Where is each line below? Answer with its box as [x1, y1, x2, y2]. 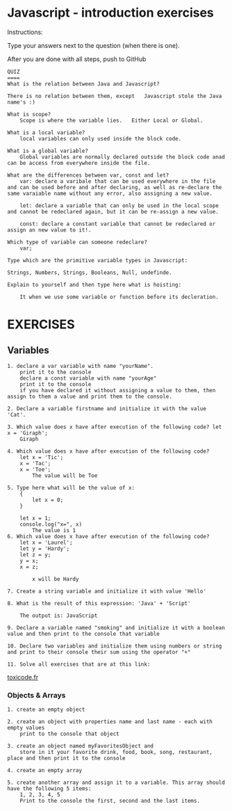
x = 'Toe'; [19, 466, 51, 473]
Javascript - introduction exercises [7, 5, 214, 21]
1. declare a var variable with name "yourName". [7, 362, 154, 369]
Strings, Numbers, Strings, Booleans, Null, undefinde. [7, 269, 172, 276]
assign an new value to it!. [7, 226, 92, 234]
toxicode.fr [7, 673, 39, 681]
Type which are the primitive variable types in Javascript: [7, 257, 188, 264]
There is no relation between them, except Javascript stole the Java [7, 93, 222, 99]
